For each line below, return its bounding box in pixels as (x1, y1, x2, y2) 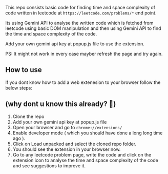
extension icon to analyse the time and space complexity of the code (12, 157, 159, 163)
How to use (5, 65, 42, 74)
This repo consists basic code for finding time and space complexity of (5, 5, 155, 10)
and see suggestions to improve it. (12, 162, 86, 169)
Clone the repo (12, 113, 45, 119)
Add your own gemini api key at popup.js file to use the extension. (5, 41, 145, 47)
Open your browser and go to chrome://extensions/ (12, 124, 122, 130)
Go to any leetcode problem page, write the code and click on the (12, 151, 152, 158)
